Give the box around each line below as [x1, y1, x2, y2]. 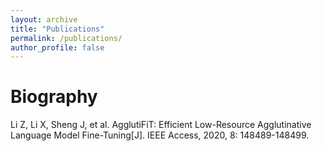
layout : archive [10, 14, 78, 25]
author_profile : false [10, 42, 105, 53]
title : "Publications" [10, 24, 105, 34]
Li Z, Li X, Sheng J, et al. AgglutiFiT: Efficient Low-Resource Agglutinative [10, 119, 312, 131]
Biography [10, 86, 98, 108]
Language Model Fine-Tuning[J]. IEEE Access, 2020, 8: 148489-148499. [10, 129, 310, 141]
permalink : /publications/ [10, 33, 123, 43]
